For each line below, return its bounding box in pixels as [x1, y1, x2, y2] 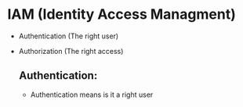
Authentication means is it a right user [30, 90, 154, 99]
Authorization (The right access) [18, 46, 124, 55]
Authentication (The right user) [18, 31, 119, 41]
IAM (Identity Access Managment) [7, 5, 236, 23]
